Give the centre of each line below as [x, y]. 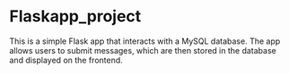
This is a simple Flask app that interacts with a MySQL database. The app [145, 41]
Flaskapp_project [75, 16]
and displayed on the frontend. [66, 60]
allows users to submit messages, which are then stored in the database [143, 50]
